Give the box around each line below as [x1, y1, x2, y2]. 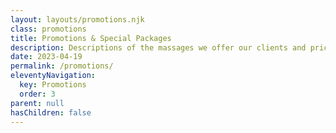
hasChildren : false [10, 107, 92, 118]
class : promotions [10, 24, 87, 34]
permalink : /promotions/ [10, 61, 114, 71]
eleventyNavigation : [10, 71, 97, 81]
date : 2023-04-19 [10, 52, 83, 62]
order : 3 [19, 89, 56, 99]
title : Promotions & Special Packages [10, 33, 172, 43]
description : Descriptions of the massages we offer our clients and [10, 42, 307, 53]
